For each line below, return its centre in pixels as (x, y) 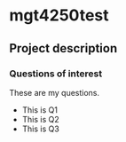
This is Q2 (40, 119)
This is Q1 (39, 110)
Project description (63, 48)
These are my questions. (55, 92)
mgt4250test (59, 16)
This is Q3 (40, 129)
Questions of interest (56, 74)
